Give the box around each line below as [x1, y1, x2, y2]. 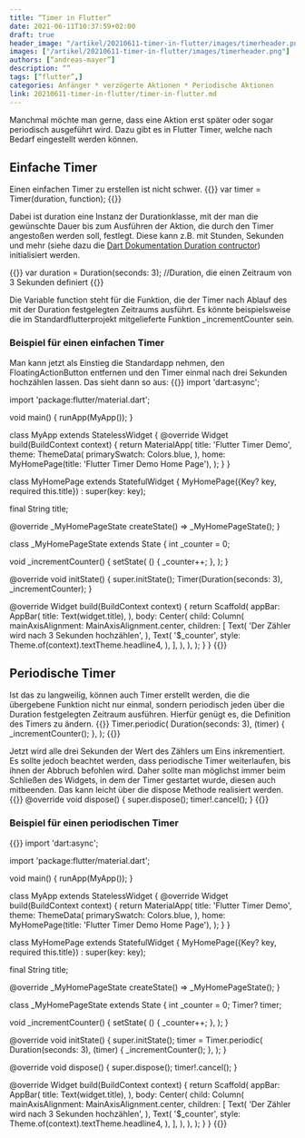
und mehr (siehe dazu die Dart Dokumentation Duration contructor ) [9, 240, 261, 251]
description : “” [9, 64, 71, 74]
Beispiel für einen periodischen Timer [9, 816, 179, 829]
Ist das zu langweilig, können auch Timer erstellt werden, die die [9, 689, 251, 700]
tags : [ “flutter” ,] [9, 73, 84, 82]
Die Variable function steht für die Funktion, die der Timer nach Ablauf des [9, 294, 288, 305]
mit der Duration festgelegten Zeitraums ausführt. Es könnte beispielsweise [9, 304, 291, 315]
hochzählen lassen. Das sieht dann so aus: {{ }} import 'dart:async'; [9, 376, 261, 387]
